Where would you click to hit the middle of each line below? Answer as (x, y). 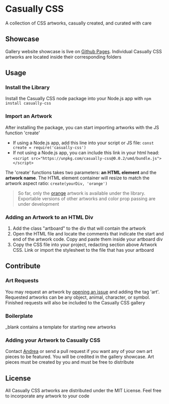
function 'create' (23, 133)
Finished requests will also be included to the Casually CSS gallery (75, 302)
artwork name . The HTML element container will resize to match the (77, 178)
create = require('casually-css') (49, 148)
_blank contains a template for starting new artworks (61, 327)
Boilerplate (19, 316)
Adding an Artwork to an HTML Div (49, 217)
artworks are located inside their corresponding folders (63, 57)
